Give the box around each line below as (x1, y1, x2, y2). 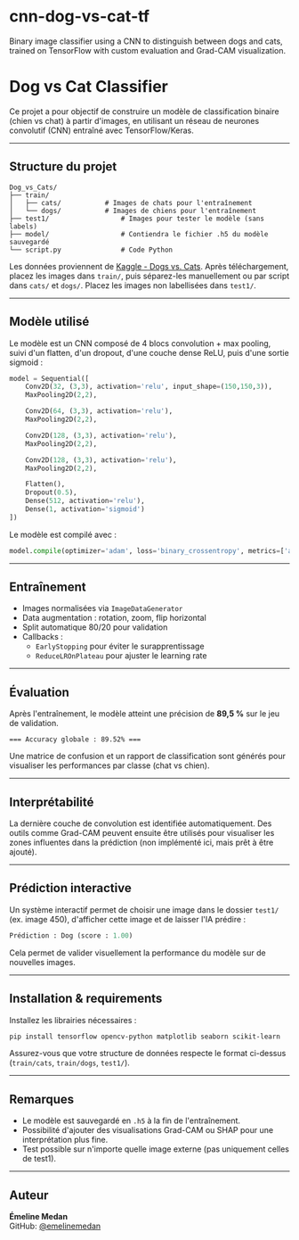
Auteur (9, 1187, 49, 1203)
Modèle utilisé (9, 314, 90, 329)
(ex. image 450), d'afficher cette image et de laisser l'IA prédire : (9, 913, 246, 924)
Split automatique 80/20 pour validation (21, 622, 168, 632)
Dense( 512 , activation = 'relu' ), (25, 497, 145, 506)
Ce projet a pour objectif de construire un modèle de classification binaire (9, 105, 279, 117)
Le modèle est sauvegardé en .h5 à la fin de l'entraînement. (21, 1115, 241, 1126)
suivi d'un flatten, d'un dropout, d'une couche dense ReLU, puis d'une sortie (9, 347, 289, 358)
